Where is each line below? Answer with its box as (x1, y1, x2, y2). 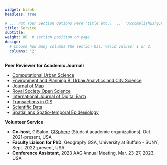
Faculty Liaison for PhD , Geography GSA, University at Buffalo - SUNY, (12, 139, 159, 145)
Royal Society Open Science (12, 88, 71, 94)
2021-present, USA (12, 134, 52, 140)
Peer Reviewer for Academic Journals (5, 62, 85, 68)
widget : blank (5, 7, 35, 12)
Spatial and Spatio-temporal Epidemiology (12, 109, 99, 115)
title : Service (5, 25, 37, 30)
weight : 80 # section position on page (5, 35, 90, 40)
